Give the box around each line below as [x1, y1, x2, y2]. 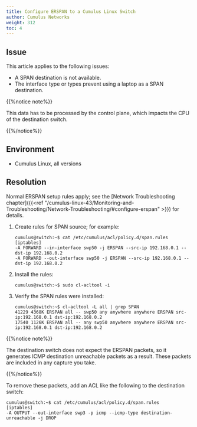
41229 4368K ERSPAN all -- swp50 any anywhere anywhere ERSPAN [14, 309, 174, 315]
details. [6, 211, 24, 219]
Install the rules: [14, 270, 54, 278]
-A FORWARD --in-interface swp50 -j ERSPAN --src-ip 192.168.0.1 [14, 245, 179, 251]
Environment [6, 144, 55, 154]
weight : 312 [6, 19, 35, 25]
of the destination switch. [6, 116, 68, 123]
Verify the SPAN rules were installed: [14, 292, 104, 299]
